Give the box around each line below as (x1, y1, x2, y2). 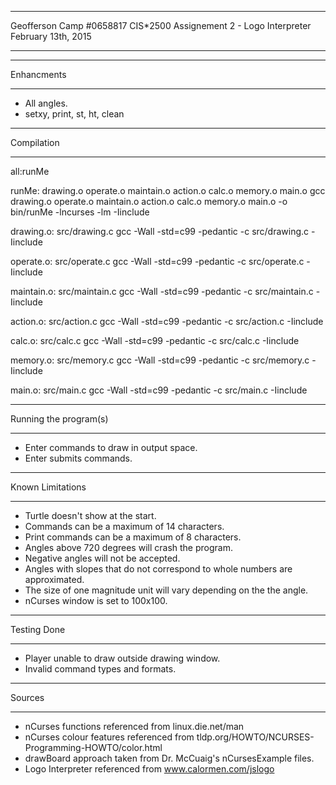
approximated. (24, 574, 85, 585)
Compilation (10, 137, 60, 148)
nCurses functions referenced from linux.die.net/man (24, 721, 245, 732)
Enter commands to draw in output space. (24, 442, 198, 453)
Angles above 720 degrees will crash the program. (24, 542, 233, 553)
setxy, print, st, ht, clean (24, 108, 125, 120)
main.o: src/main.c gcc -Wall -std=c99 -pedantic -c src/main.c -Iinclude (10, 384, 308, 396)
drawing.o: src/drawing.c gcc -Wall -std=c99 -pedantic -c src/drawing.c (10, 226, 310, 237)
